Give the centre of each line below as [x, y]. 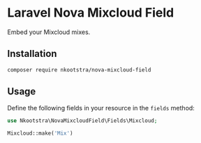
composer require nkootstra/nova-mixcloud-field [79, 70]
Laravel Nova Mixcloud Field [91, 13]
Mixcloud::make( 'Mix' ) [40, 133]
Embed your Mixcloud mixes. [49, 32]
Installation [32, 54]
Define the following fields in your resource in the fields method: [101, 108]
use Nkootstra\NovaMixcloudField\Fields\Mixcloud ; [82, 121]
